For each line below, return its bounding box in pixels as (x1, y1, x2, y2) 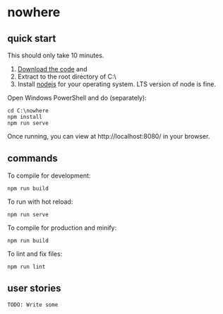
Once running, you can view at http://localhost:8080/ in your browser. (7, 132, 210, 140)
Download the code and (17, 65, 88, 73)
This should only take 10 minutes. (7, 51, 104, 59)
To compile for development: (7, 171, 91, 180)
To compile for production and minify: (7, 223, 117, 232)
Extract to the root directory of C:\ (17, 72, 116, 81)
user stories (7, 282, 61, 294)
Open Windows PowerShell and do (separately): (7, 93, 147, 102)
